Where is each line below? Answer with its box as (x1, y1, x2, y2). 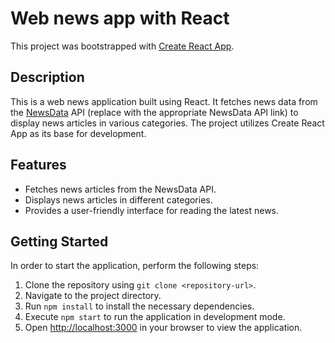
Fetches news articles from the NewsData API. (24, 183, 217, 195)
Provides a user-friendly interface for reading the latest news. (24, 204, 280, 216)
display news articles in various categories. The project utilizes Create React (10, 117, 325, 129)
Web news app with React (10, 7, 230, 30)
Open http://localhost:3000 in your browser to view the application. (24, 322, 303, 334)
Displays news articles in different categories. (24, 193, 213, 206)
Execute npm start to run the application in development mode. (24, 311, 286, 323)
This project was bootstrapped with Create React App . (10, 40, 235, 52)
